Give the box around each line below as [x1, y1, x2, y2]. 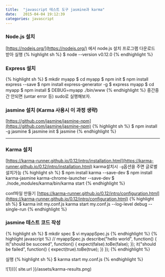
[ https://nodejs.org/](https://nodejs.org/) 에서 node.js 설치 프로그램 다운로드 [5, 45, 156, 51]
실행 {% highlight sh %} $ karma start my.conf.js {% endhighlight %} [5, 256, 143, 262]
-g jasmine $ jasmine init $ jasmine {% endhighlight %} [5, 128, 117, 134]
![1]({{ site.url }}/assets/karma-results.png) [5, 266, 92, 272]
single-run [5, 206, 26, 212]
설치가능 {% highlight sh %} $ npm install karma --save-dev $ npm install [5, 170, 153, 175]
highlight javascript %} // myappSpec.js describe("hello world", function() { [5, 235, 157, 242]
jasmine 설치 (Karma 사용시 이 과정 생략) [5, 107, 98, 113]
